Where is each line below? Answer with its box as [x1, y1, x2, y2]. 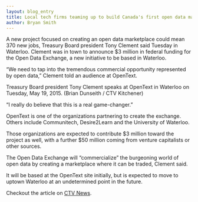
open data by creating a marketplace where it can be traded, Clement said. [6, 160, 188, 168]
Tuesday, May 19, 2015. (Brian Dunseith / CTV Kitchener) [6, 90, 144, 97]
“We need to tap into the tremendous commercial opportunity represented [6, 66, 186, 73]
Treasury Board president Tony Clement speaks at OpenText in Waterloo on [6, 84, 190, 91]
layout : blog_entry [6, 8, 54, 15]
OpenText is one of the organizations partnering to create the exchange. [6, 112, 181, 120]
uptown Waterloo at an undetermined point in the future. [6, 178, 143, 186]
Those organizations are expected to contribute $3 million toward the [6, 130, 174, 137]
